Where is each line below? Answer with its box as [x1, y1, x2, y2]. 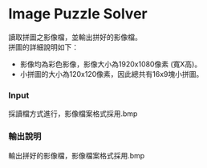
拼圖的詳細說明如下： [8, 42, 79, 52]
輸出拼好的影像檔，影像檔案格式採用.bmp [8, 150, 145, 160]
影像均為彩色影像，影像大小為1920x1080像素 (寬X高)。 [19, 59, 202, 69]
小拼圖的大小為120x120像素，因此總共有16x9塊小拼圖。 [19, 69, 204, 78]
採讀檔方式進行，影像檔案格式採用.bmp [8, 109, 138, 118]
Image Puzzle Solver [8, 5, 148, 23]
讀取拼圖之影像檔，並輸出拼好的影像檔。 [8, 32, 142, 42]
